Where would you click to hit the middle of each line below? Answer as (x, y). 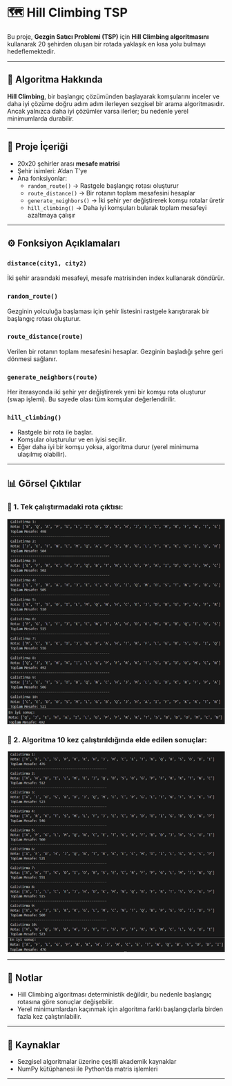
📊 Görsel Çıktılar (44, 483)
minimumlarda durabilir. (40, 119)
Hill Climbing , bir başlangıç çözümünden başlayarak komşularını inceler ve (113, 96)
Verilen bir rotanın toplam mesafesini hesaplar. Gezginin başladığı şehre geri (115, 351)
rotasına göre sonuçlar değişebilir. (65, 1002)
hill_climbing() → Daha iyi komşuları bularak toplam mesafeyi (117, 207)
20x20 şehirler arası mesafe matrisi (68, 164)
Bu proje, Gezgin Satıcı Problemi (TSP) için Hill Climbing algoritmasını (108, 36)
